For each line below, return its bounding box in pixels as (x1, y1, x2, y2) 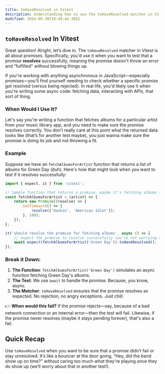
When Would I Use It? (5, 106, 57, 113)
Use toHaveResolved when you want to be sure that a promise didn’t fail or (5, 348, 155, 354)
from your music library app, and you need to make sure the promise (5, 122, 144, 128)
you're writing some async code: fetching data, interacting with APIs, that (5, 88, 154, 94)
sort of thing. (5, 94, 31, 100)
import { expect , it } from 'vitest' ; (5, 181, 84, 186)
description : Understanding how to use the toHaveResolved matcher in (5, 12, 153, 17)
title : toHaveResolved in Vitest (5, 7, 74, 12)
